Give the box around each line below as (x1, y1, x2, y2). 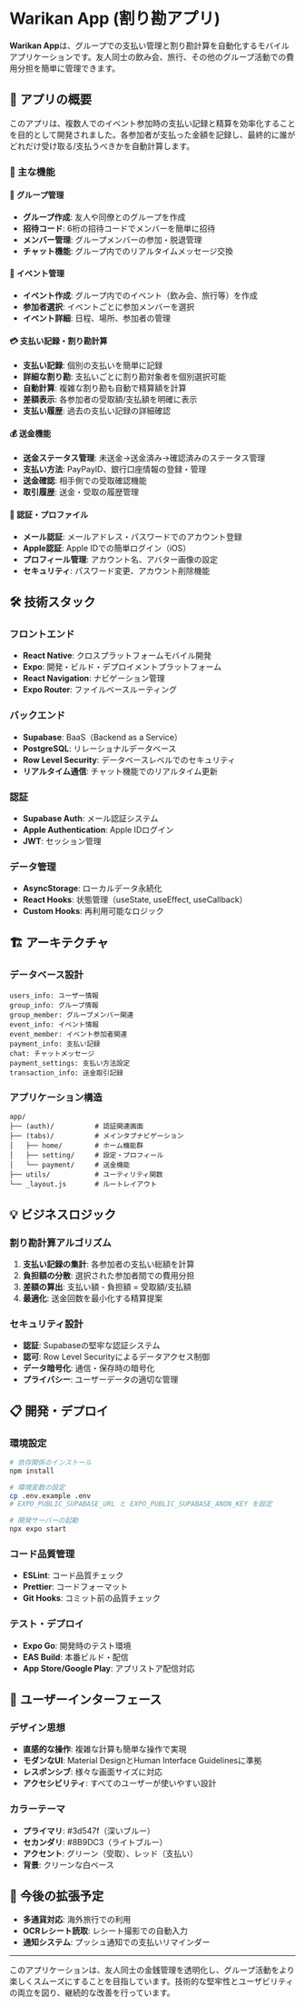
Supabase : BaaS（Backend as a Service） (22, 731, 183, 742)
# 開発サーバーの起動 (9, 1516, 79, 1525)
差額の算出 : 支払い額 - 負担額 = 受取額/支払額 (22, 1281, 192, 1292)
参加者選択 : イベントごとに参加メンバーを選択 (22, 302, 195, 313)
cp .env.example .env (9, 1491, 92, 1500)
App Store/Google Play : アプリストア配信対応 (22, 1663, 195, 1673)
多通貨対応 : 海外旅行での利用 (22, 1914, 132, 1925)
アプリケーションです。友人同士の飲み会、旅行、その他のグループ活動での (9, 51, 287, 62)
